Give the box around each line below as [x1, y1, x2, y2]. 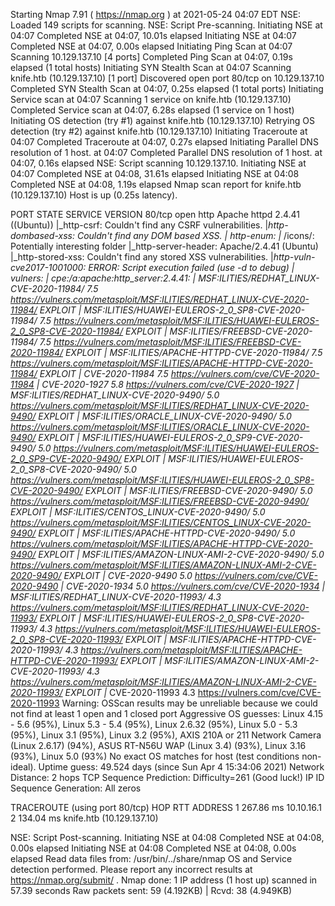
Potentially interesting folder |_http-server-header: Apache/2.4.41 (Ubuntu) [10, 240, 319, 252]
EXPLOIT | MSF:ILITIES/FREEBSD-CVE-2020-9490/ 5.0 [84, 485, 313, 496]
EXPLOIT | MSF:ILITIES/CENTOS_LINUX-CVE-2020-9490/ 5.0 [10, 506, 266, 518]
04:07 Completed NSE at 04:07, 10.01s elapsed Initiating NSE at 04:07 [10, 30, 297, 41]
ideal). [10, 761, 37, 773]
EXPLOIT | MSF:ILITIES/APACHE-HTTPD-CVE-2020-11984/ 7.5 [64, 347, 323, 358]
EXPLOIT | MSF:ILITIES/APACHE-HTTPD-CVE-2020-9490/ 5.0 [38, 527, 296, 539]
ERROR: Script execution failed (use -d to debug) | [88, 262, 295, 273]
